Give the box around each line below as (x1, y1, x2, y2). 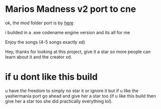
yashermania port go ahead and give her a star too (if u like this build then (5, 93, 156, 99)
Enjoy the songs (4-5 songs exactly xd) (5, 39, 85, 45)
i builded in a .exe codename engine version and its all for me (5, 29, 130, 35)
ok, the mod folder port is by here (5, 20, 74, 26)
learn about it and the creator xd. (5, 54, 72, 60)
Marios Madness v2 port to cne (5, 3, 136, 15)
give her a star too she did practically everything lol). (5, 98, 113, 104)
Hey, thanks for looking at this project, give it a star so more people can (5, 49, 151, 54)
